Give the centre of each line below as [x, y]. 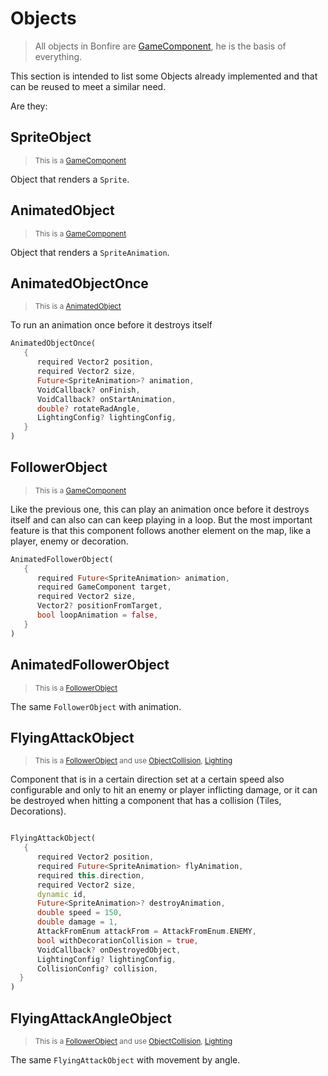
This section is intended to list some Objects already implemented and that [164, 76]
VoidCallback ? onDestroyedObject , [109, 950]
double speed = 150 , [79, 913]
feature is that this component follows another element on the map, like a [161, 530]
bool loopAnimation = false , [97, 615]
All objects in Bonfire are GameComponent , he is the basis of [160, 46]
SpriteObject [51, 137]
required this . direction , [90, 875]
